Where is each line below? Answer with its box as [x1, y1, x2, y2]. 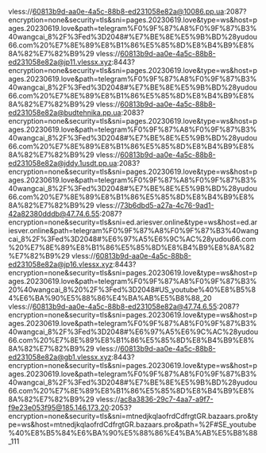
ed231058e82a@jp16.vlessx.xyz [8, 259, 114, 269]
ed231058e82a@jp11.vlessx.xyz [8, 57, 113, 67]
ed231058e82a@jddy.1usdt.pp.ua [8, 159, 118, 167]
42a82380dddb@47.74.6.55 [8, 209, 100, 218]
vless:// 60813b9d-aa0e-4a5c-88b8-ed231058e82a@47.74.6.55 [8, 301, 218, 311]
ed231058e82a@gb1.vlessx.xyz [8, 352, 112, 362]
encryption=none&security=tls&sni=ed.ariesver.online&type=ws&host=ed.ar [8, 217, 258, 227]
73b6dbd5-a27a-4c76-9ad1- [120, 201, 214, 209]
